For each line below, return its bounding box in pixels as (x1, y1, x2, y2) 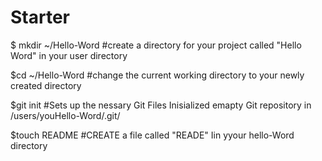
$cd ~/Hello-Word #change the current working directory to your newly (10, 69, 305, 81)
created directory (10, 79, 82, 91)
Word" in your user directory (10, 49, 128, 61)
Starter (10, 6, 70, 29)
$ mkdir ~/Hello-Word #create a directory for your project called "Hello (10, 39, 302, 51)
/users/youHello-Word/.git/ (10, 109, 121, 121)
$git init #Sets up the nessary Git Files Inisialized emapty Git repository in (10, 99, 312, 111)
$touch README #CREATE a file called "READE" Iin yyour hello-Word (10, 129, 295, 141)
